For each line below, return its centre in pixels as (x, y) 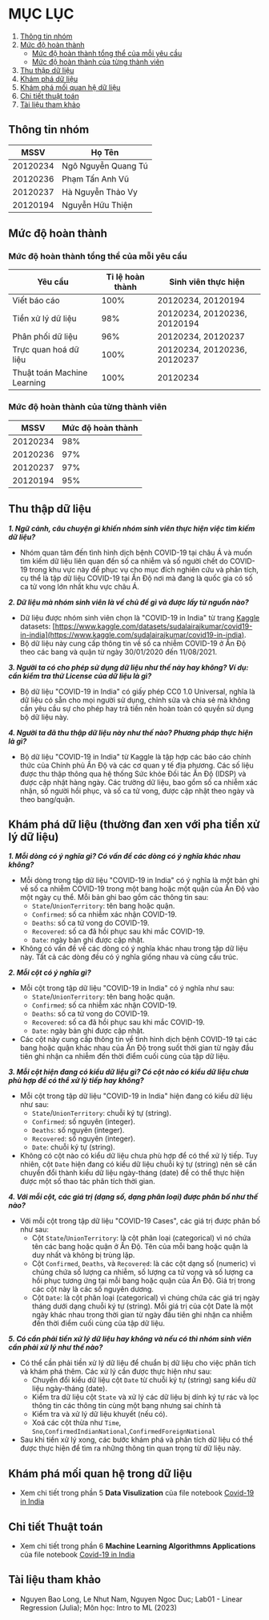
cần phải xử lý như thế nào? (56, 1347)
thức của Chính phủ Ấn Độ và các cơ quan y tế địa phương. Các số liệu (137, 765)
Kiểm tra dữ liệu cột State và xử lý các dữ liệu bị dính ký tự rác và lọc (145, 1397)
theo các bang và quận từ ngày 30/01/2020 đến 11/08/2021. (118, 652)
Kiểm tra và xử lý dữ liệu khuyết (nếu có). (100, 1414)
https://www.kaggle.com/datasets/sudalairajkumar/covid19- (154, 626)
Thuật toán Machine (50, 372)
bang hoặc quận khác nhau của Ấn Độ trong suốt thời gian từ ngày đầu (137, 1048)
